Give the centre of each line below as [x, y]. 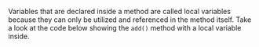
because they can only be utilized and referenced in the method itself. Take [130, 20]
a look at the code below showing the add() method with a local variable [125, 28]
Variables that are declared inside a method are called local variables [120, 11]
